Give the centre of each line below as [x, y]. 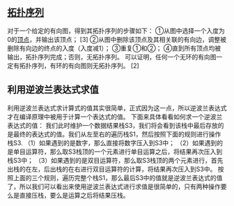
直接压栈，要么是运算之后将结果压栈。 [74, 195]
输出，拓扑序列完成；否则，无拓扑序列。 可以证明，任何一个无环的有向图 [112, 57]
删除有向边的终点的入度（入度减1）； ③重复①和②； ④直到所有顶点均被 [114, 48]
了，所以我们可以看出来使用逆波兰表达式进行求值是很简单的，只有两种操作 [114, 186]
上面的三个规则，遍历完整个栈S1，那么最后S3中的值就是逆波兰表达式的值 [118, 177]
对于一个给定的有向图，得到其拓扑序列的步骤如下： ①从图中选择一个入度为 [116, 31]
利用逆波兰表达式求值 [53, 90]
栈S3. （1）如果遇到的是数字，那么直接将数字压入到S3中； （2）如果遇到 [112, 142]
